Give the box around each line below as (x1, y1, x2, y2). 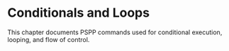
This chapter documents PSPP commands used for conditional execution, (7, 28, 223, 36)
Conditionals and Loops (7, 5, 150, 21)
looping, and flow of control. (7, 35, 90, 43)
